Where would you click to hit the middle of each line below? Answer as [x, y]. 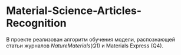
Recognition [36, 23]
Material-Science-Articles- [74, 11]
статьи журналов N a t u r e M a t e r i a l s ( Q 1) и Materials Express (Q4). [85, 46]
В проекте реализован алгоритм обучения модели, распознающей [91, 39]
